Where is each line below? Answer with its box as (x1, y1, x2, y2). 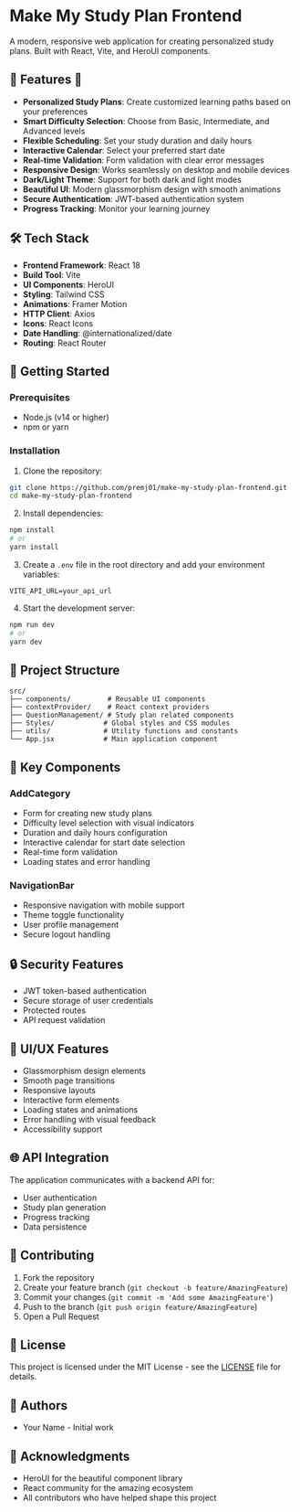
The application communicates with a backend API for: (9, 1174, 215, 1185)
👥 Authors (9, 1398, 68, 1413)
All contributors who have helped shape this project (22, 1492, 217, 1504)
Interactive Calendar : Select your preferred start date (22, 144, 225, 155)
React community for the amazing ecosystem (22, 1483, 194, 1494)
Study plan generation (22, 1201, 107, 1212)
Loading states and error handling (22, 857, 150, 868)
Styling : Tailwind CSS (22, 289, 105, 300)
